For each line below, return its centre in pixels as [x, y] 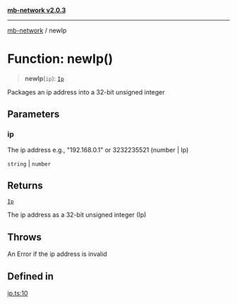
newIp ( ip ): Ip [44, 78]
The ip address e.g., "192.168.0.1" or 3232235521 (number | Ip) [98, 150]
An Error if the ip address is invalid [57, 254]
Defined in [31, 276]
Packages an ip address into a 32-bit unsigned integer [86, 92]
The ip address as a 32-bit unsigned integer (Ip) [77, 215]
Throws [25, 237]
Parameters [34, 115]
